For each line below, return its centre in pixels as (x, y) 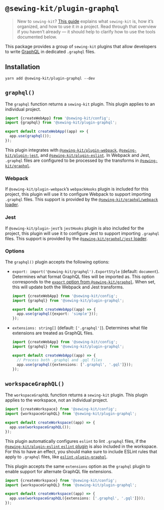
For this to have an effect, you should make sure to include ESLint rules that (81, 451)
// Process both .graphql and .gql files (60, 360)
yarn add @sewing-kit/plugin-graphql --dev (50, 78)
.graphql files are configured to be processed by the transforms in (72, 160)
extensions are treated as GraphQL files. (53, 333)
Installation (23, 67)
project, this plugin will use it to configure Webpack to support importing (78, 194)
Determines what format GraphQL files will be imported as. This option (83, 277)
